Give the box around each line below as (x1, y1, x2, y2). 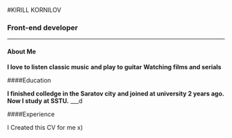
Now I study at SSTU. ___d (7, 96, 83, 105)
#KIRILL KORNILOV (7, 6, 61, 14)
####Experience (7, 110, 55, 118)
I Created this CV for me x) (7, 123, 84, 131)
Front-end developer (7, 23, 78, 32)
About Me (7, 47, 37, 56)
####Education (7, 76, 52, 84)
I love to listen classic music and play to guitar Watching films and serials (7, 62, 222, 71)
